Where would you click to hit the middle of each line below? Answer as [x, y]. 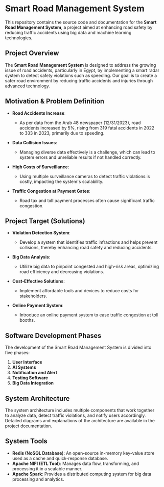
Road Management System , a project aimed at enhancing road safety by [79, 27]
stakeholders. [33, 296]
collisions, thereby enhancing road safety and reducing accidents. [86, 248]
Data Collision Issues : [35, 142]
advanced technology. [28, 86]
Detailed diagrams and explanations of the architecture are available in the [80, 421]
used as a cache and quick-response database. [60, 458]
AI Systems [24, 367]
